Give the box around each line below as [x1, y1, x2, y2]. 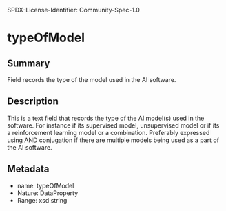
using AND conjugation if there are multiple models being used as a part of [7, 136, 219, 144]
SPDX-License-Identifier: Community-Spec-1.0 [7, 6, 140, 14]
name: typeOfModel [17, 181, 74, 190]
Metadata [7, 163, 50, 175]
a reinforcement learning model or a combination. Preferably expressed [7, 128, 210, 137]
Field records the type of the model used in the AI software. [7, 76, 176, 83]
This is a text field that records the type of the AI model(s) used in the [7, 114, 205, 122]
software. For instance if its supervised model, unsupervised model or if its [7, 121, 220, 130]
